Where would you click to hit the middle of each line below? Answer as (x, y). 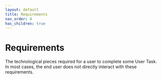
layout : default (22, 10)
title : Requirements (27, 14)
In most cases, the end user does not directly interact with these (71, 67)
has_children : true (25, 23)
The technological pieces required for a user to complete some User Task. (81, 62)
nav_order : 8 (19, 19)
